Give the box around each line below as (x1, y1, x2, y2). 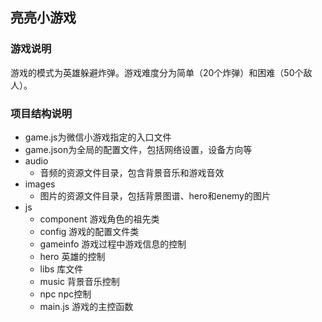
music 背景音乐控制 (39, 275, 120, 287)
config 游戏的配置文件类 (39, 225, 140, 237)
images (24, 178, 56, 190)
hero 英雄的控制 (39, 250, 106, 262)
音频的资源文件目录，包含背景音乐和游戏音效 (39, 166, 225, 178)
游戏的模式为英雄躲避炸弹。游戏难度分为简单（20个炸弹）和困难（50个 (10, 66, 304, 78)
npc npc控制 (39, 288, 92, 300)
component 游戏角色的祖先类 (39, 213, 160, 225)
